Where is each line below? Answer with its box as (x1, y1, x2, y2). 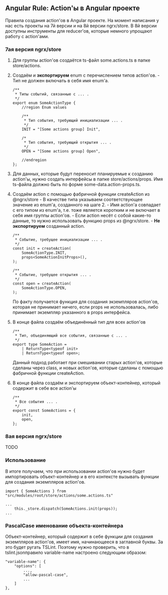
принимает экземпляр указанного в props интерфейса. (12, 310, 131, 316)
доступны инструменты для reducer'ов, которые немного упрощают (5, 28, 152, 34)
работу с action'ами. (5, 33, 49, 39)
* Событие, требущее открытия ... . (15, 272, 92, 277)
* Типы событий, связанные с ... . (15, 92, 89, 97)
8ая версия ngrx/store (5, 433, 62, 440)
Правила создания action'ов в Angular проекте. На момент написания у (5, 17, 159, 23)
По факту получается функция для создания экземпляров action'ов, (12, 299, 159, 305)
